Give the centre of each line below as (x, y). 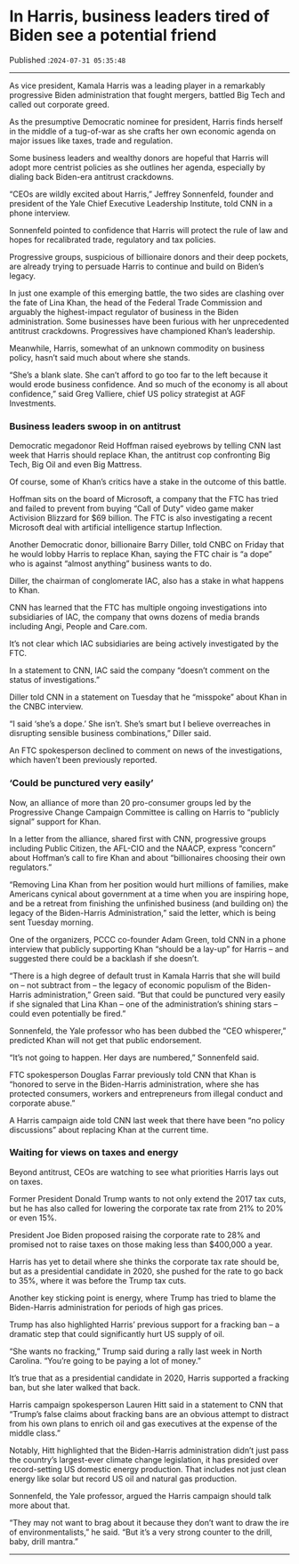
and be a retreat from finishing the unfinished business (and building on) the (149, 903)
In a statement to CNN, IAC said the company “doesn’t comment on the (139, 670)
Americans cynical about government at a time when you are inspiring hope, (149, 894)
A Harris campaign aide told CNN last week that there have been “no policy (147, 1120)
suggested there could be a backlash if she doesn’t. (105, 958)
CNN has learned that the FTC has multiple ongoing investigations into (138, 608)
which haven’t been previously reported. (83, 760)
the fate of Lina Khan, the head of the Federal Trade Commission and (136, 302)
